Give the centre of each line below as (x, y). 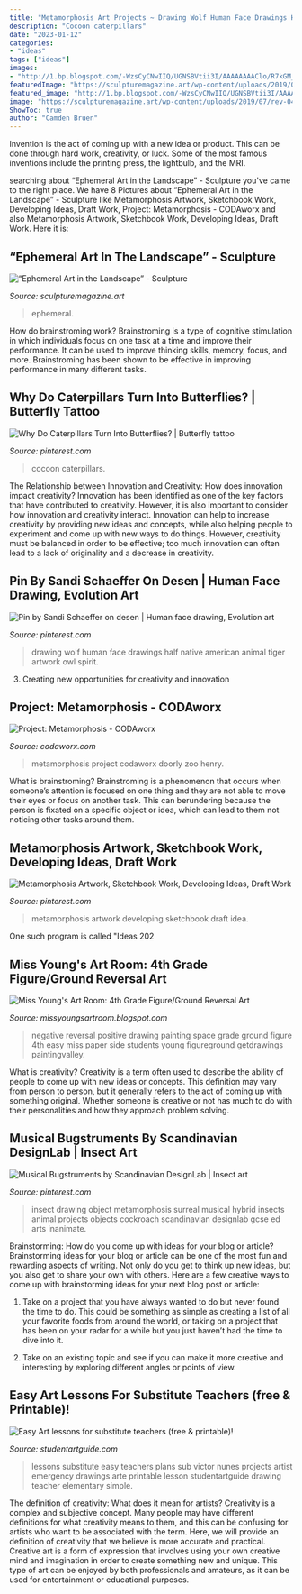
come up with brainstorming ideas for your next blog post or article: (134, 1284)
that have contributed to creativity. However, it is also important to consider (149, 505)
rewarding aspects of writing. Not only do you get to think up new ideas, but (150, 1265)
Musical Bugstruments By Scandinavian (124, 1138)
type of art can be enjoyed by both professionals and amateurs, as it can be (150, 1570)
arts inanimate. (59, 1228)
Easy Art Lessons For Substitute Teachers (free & (150, 1395)
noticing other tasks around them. (72, 820)
